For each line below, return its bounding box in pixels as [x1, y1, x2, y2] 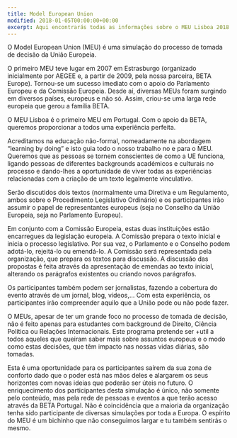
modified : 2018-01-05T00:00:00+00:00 [7, 17, 119, 24]
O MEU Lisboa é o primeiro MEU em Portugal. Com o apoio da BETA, [7, 116, 207, 124]
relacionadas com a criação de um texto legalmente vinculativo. [7, 174, 193, 183]
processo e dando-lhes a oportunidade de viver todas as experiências [7, 167, 212, 176]
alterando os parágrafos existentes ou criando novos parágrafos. [7, 270, 197, 279]
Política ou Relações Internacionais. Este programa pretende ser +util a [7, 327, 214, 336]
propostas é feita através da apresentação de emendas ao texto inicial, [7, 262, 214, 271]
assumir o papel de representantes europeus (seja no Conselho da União [7, 203, 221, 212]
